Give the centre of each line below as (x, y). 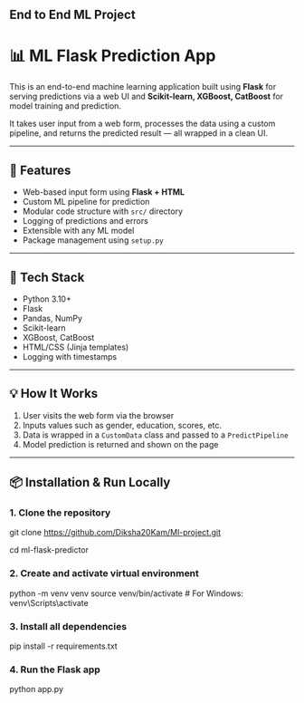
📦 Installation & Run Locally (90, 482)
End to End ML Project (72, 15)
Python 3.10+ (47, 299)
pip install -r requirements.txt (63, 646)
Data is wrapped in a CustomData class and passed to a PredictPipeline (155, 435)
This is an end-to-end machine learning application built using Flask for (143, 87)
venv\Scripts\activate (49, 602)
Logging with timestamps (70, 356)
